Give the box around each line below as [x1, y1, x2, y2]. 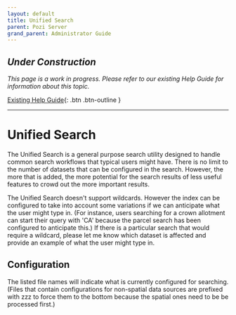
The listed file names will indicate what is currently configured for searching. [7, 277, 229, 285]
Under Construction [7, 56, 96, 67]
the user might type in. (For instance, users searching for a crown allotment [7, 209, 225, 217]
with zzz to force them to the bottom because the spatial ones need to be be [7, 292, 229, 301]
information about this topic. [7, 82, 90, 91]
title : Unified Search [7, 17, 74, 24]
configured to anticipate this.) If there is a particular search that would [7, 224, 210, 232]
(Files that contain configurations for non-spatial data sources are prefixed [7, 285, 223, 293]
